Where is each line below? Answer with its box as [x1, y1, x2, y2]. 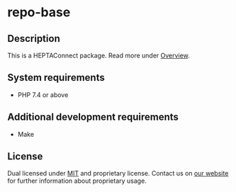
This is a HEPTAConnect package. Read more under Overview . [7, 51, 190, 60]
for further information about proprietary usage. [7, 176, 147, 185]
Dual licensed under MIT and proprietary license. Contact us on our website [7, 169, 229, 178]
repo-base [7, 4, 71, 21]
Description [7, 33, 60, 45]
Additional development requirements [7, 111, 179, 123]
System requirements [7, 72, 105, 84]
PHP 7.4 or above [17, 90, 69, 99]
